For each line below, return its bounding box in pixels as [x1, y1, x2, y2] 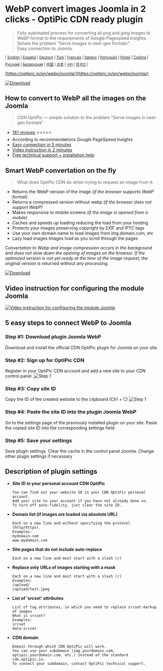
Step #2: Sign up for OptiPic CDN [5, 356, 84, 363]
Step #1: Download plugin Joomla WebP [5, 334, 102, 340]
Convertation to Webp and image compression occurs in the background [5, 245, 152, 251]
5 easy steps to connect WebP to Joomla [5, 319, 132, 327]
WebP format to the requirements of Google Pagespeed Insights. [17, 35, 147, 41]
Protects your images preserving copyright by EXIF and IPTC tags [12, 225, 144, 231]
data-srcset [12, 626, 37, 631]
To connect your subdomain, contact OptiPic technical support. [12, 661, 146, 666]
